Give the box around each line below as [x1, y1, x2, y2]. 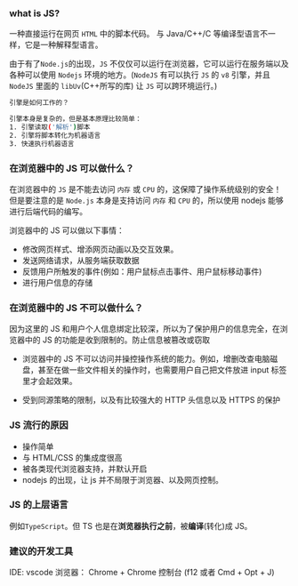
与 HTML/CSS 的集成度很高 [21, 452, 123, 462]
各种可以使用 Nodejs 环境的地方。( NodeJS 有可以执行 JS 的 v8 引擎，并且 [9, 69, 271, 80]
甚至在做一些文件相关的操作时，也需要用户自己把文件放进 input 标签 [37, 365, 287, 375]
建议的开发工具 [9, 545, 74, 558]
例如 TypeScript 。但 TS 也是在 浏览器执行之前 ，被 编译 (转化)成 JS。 [9, 520, 253, 531]
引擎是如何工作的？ [9, 99, 69, 108]
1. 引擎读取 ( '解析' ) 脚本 [9, 123, 91, 132]
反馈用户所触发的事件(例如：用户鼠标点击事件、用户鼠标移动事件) [21, 266, 262, 277]
